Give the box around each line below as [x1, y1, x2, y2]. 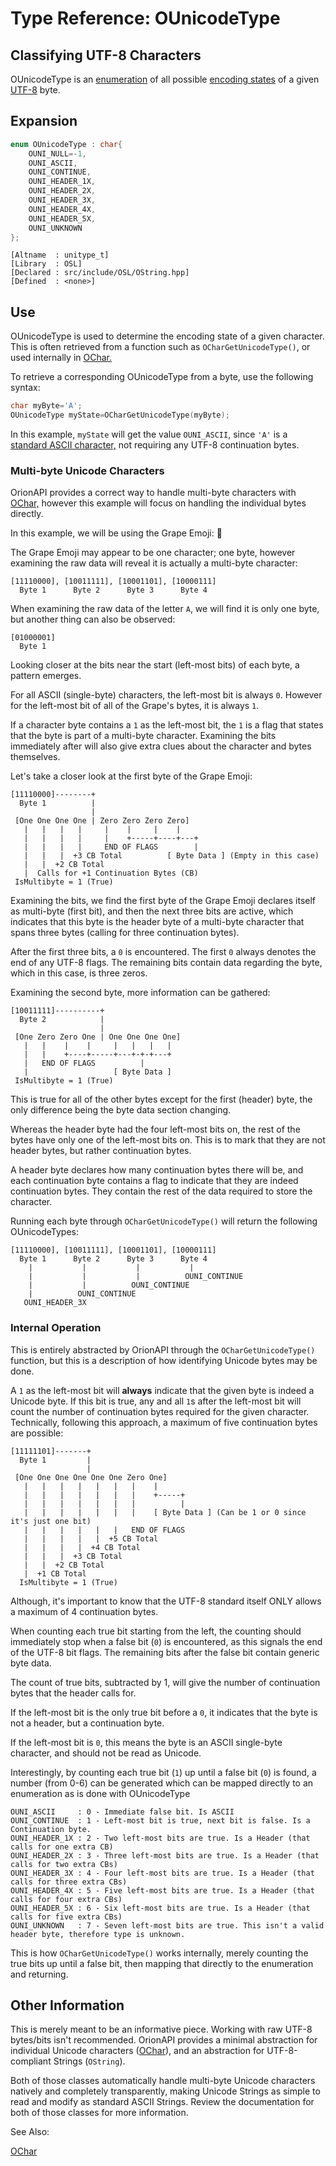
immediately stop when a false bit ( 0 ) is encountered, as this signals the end [10, 1635, 323, 1647]
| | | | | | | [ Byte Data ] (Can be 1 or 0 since [23, 1507, 307, 1517]
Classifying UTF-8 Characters [10, 47, 202, 64]
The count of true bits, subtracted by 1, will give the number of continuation [10, 1676, 321, 1688]
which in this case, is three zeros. [10, 967, 148, 979]
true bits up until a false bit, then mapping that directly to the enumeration [10, 1957, 314, 1969]
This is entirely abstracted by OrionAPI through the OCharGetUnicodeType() [10, 1343, 316, 1356]
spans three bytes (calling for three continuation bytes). [10, 927, 240, 939]
